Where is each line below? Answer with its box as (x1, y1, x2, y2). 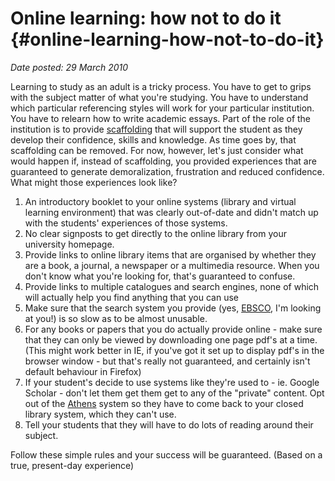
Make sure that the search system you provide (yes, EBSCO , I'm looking (24, 302, 322, 314)
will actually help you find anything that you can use (24, 291, 240, 303)
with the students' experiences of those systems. (24, 217, 228, 229)
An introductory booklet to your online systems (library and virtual (24, 195, 297, 207)
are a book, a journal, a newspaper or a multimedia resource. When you (24, 259, 320, 271)
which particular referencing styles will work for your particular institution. (10, 102, 315, 114)
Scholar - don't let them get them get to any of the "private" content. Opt (24, 387, 325, 399)
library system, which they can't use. (24, 408, 177, 420)
